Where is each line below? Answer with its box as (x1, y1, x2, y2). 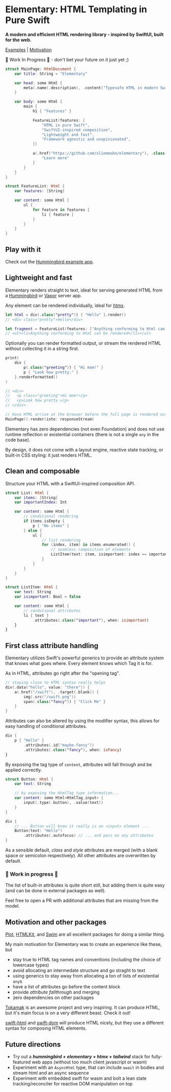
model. (5, 903, 20, 909)
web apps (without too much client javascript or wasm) (32, 1059, 147, 1065)
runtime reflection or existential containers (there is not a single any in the (5, 431, 159, 437)
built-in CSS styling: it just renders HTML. (5, 452, 93, 458)
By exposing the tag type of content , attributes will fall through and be (5, 761, 152, 767)
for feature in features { (32, 207, 90, 212)
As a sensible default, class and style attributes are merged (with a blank (5, 847, 158, 853)
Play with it (5, 245, 41, 254)
